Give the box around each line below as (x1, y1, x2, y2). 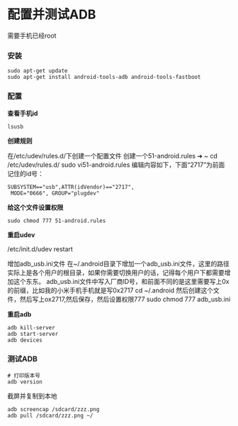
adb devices (7, 337, 42, 344)
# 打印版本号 (7, 372, 40, 379)
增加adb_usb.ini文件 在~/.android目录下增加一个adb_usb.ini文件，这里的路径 (7, 259, 230, 268)
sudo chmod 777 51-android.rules (7, 217, 106, 224)
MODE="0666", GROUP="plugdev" (10, 190, 100, 197)
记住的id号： (7, 169, 44, 177)
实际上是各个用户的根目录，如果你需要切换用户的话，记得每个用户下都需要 (7, 268, 225, 277)
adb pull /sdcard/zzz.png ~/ (7, 412, 93, 419)
